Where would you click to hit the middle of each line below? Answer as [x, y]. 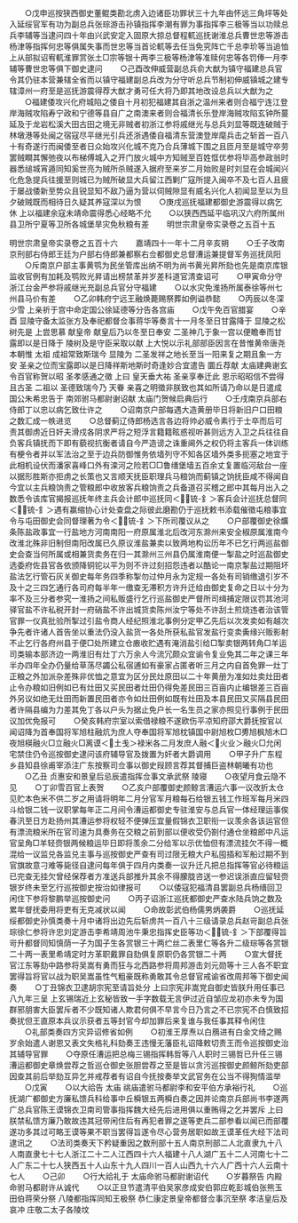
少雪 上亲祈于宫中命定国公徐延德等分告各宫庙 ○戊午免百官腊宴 [132, 310]
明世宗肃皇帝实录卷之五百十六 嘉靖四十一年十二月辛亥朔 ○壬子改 [143, 243]
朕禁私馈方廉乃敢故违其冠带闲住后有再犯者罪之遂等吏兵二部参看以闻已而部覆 [149, 1121]
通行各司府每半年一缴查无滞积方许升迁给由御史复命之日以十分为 [172, 588]
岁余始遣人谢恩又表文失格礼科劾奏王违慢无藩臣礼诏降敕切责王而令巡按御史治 [149, 1043]
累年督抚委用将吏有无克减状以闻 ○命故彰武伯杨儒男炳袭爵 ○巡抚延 [147, 910]
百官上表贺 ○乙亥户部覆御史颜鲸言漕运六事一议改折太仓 [175, 787]
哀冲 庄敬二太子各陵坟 [49, 1210]
